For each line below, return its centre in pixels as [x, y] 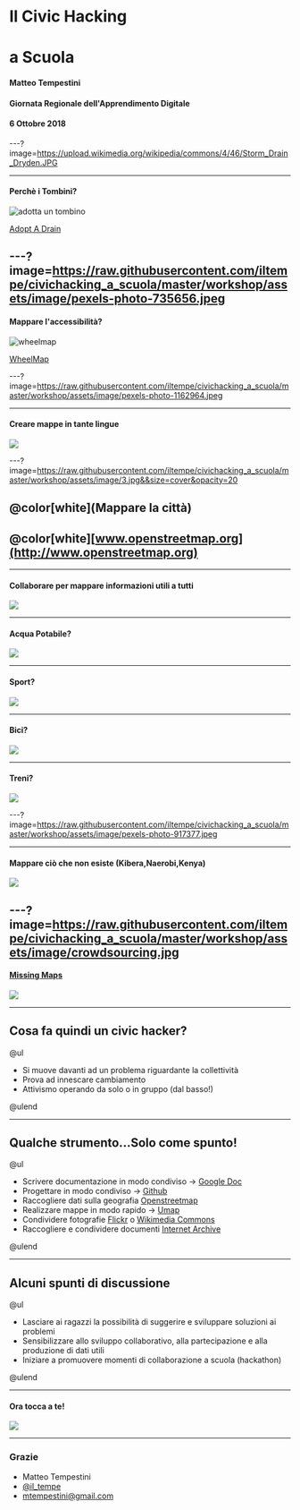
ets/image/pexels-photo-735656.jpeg [117, 299]
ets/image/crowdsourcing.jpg [95, 952]
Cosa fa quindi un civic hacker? [98, 1031]
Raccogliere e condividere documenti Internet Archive [121, 1229]
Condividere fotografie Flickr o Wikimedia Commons [119, 1220]
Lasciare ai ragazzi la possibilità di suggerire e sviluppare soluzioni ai [149, 1322]
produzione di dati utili [63, 1351]
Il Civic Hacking [68, 17]
